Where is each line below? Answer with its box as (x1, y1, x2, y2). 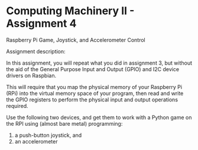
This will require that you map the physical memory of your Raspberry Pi (6, 83, 182, 90)
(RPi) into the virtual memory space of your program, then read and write (6, 90, 184, 97)
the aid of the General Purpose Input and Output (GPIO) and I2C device (6, 65, 179, 72)
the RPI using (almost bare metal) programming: (6, 120, 123, 127)
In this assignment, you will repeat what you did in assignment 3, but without (6, 59, 193, 66)
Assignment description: (6, 47, 66, 55)
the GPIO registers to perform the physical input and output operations (6, 96, 178, 103)
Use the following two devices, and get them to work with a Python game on (6, 114, 192, 121)
